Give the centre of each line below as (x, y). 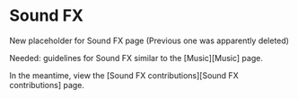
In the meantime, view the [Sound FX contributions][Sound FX (124, 75)
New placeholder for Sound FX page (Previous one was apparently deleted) (149, 40)
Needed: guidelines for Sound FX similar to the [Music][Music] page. (136, 58)
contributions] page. (47, 85)
